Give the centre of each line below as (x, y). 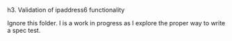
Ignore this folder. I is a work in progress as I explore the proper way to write (116, 23)
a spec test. (24, 30)
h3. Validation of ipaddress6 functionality (66, 10)
